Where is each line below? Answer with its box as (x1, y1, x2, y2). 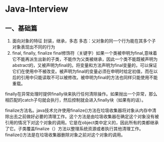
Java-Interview (5, 3, 68, 15)
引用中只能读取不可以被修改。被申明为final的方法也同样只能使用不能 (20, 75, 158, 80)
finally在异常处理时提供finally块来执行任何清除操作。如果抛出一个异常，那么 (5, 91, 158, 97)
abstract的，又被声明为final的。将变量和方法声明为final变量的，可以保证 (12, 62, 158, 68)
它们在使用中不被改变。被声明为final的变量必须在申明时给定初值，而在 (12, 68, 154, 74)
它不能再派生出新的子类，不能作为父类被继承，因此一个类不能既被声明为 (12, 56, 158, 62)
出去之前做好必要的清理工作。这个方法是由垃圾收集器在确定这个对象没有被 (9, 114, 159, 119)
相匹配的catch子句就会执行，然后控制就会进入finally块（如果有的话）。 (5, 97, 146, 103)
